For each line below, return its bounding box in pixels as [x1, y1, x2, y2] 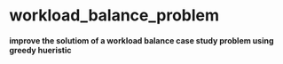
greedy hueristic [9, 44, 72, 55]
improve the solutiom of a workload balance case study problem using [9, 35, 274, 45]
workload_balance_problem [9, 5, 220, 26]
